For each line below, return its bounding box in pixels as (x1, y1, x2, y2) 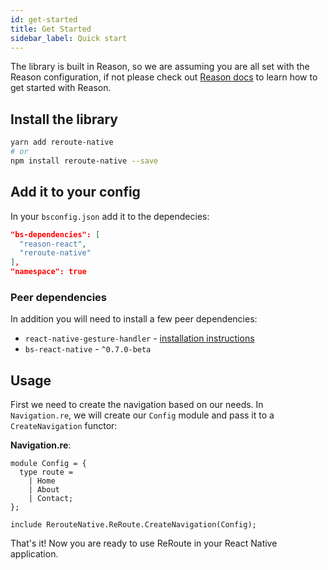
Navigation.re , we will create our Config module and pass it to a (10, 409, 275, 421)
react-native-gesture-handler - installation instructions (24, 332, 255, 345)
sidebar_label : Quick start (10, 33, 128, 43)
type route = (19, 467, 74, 478)
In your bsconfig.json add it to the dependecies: (10, 210, 210, 222)
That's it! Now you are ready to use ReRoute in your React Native (10, 537, 278, 550)
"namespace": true (10, 267, 87, 277)
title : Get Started (10, 24, 92, 34)
